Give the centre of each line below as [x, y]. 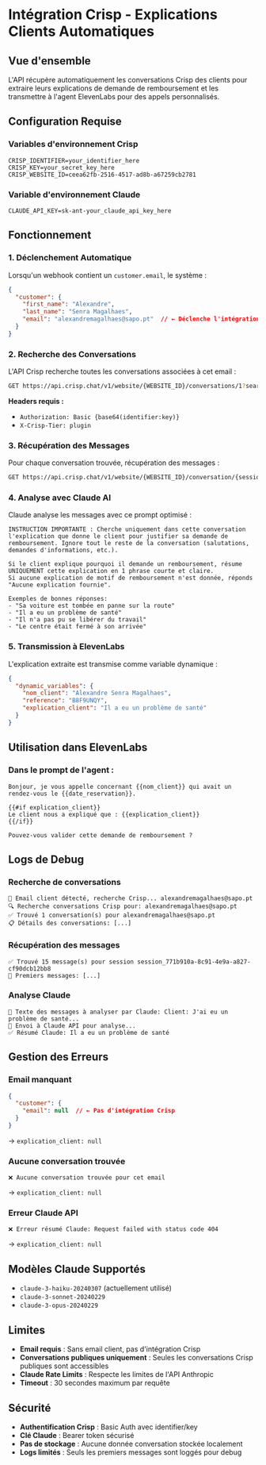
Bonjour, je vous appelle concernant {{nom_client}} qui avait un [120, 786]
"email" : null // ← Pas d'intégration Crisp [99, 1111]
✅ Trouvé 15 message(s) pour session [71, 962]
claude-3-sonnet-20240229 [62, 1298]
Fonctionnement [50, 235]
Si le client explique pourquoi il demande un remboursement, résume [125, 564]
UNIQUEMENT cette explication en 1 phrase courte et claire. [111, 571]
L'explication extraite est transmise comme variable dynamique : [113, 663]
